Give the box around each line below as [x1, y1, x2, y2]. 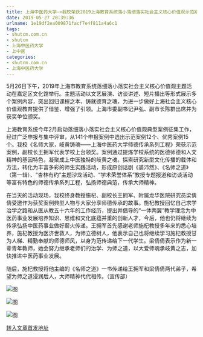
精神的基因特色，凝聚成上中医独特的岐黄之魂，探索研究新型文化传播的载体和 [6, 156, 197, 164]
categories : [6, 54, 36, 60]
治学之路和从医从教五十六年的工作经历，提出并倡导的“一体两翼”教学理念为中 [6, 207, 196, 214]
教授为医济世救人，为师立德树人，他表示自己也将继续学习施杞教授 [27, 230, 192, 237]
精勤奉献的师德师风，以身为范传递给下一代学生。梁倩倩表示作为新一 [27, 237, 197, 244]
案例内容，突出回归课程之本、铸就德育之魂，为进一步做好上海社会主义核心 [11, 98, 197, 105]
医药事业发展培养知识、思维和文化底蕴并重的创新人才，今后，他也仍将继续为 [6, 215, 197, 222]
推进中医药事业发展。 [11, 252, 65, 259]
